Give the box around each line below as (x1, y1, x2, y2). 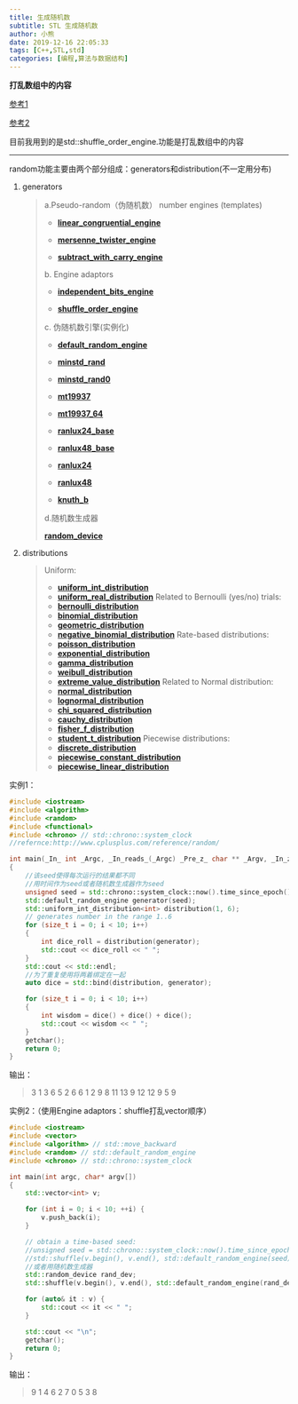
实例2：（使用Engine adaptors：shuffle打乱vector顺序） (9, 1106, 212, 1116)
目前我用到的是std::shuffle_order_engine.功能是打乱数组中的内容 (9, 137, 244, 147)
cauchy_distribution (57, 714, 133, 725)
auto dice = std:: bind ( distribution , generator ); (25, 979, 213, 988)
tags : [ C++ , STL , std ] (9, 46, 86, 55)
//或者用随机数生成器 (25, 1262, 93, 1271)
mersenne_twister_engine (57, 234, 157, 245)
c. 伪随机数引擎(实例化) (43, 321, 129, 332)
